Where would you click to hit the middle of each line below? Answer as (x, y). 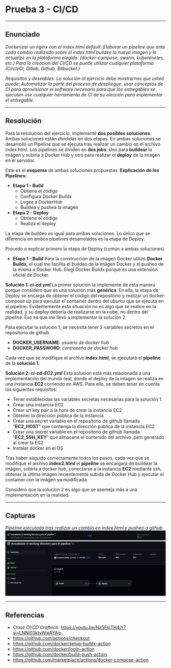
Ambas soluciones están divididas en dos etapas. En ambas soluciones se (83, 138)
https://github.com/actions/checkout (51, 638)
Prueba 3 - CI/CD (42, 9)
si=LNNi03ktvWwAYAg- (38, 633)
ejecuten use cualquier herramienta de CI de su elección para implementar (84, 94)
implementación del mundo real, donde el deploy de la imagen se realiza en (84, 378)
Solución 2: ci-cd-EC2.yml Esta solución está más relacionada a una (78, 373)
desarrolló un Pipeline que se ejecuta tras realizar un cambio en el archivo (83, 144)
